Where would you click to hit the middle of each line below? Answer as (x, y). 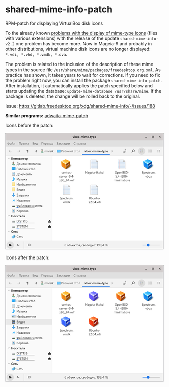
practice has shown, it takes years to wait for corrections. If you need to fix (83, 75)
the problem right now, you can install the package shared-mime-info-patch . (84, 80)
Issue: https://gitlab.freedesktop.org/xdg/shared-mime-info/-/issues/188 (80, 106)
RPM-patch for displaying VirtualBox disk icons (54, 23)
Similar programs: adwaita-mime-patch (47, 116)
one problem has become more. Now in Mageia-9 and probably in (84, 43)
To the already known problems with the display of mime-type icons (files (81, 33)
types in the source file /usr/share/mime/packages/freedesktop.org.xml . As (83, 70)
